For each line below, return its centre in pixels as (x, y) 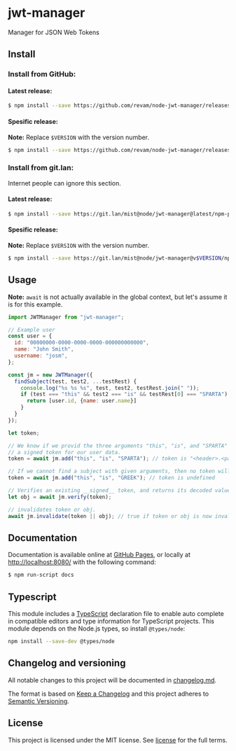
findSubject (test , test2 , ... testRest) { (76, 381)
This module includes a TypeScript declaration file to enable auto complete (116, 614)
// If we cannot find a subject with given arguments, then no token (112, 471)
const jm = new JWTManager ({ (50, 375)
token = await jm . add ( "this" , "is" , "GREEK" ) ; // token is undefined (112, 478)
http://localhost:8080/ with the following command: (82, 562)
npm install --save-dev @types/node (61, 642)
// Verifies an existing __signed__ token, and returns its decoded (110, 491)
